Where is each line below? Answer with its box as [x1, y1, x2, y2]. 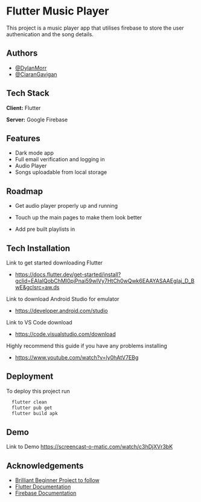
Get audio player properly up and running [14, 202, 118, 210]
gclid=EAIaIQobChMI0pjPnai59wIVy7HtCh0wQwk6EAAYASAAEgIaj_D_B [14, 277, 195, 285]
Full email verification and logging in [14, 156, 105, 163]
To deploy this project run [6, 387, 71, 394]
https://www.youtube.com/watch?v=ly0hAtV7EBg [14, 354, 139, 361]
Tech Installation [6, 243, 71, 253]
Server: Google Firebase [6, 116, 68, 123]
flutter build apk [11, 410, 59, 416]
